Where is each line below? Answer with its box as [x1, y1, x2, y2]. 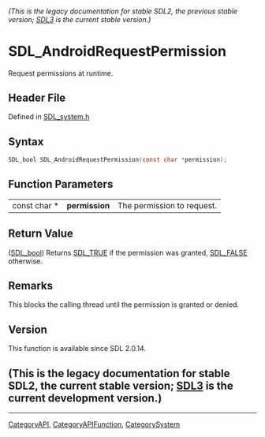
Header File [8, 91, 66, 104]
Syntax [8, 135, 44, 148]
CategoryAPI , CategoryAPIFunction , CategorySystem [8, 420, 180, 429]
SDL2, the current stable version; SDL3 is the [8, 379, 234, 392]
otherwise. [8, 256, 43, 266]
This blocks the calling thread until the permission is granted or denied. [8, 300, 239, 309]
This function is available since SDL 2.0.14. [8, 344, 146, 353]
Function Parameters [8, 177, 114, 191]
